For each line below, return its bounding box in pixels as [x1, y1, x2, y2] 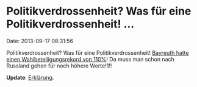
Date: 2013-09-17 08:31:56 [6, 37, 74, 44]
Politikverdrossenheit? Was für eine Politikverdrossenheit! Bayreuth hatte [6, 49, 189, 56]
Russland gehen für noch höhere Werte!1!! [6, 62, 112, 69]
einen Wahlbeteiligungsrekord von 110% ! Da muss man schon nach [6, 55, 175, 63]
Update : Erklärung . [6, 74, 54, 81]
